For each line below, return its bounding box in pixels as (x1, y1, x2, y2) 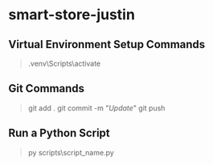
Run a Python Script (8, 127, 110, 140)
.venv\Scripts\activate (27, 58, 101, 68)
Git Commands (8, 82, 85, 95)
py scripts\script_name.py (27, 147, 114, 157)
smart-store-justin (8, 6, 135, 24)
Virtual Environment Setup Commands (8, 38, 206, 51)
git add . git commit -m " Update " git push (27, 103, 166, 113)
